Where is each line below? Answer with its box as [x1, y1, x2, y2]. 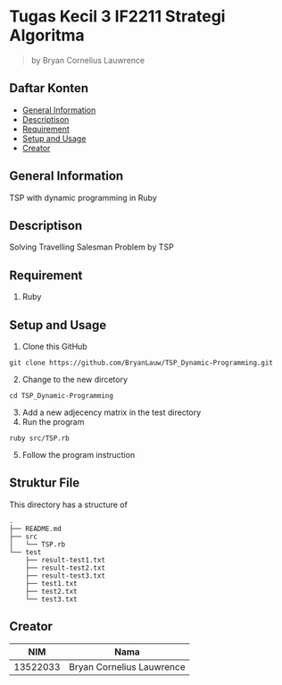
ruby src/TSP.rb [9, 434, 70, 443]
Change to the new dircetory [21, 374, 128, 385]
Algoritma [9, 25, 85, 46]
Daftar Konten [9, 80, 89, 96]
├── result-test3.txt [25, 571, 105, 580]
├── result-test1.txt [25, 555, 105, 564]
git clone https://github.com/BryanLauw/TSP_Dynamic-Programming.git [9, 359, 274, 368]
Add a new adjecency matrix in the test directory [21, 407, 202, 418]
